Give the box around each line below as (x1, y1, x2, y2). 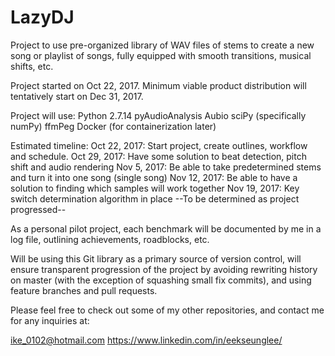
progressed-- (10, 203, 67, 215)
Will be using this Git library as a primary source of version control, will (10, 252, 302, 265)
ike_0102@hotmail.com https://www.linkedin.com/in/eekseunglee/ (10, 334, 283, 346)
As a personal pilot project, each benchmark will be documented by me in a (10, 222, 322, 235)
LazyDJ (10, 6, 75, 29)
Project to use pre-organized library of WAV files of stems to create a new (10, 39, 315, 51)
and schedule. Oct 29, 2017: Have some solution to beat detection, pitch (10, 150, 307, 162)
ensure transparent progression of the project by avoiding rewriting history (10, 263, 318, 275)
